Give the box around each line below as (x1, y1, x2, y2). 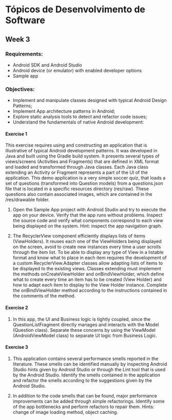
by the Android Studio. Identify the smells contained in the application (12, 372, 160, 378)
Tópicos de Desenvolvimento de (5, 4, 145, 15)
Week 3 (5, 35, 30, 44)
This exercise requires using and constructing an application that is (5, 142, 147, 148)
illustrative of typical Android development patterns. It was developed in (5, 148, 158, 154)
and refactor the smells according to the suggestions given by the (12, 377, 152, 383)
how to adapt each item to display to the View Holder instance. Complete (12, 282, 167, 288)
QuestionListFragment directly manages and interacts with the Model (12, 322, 159, 328)
